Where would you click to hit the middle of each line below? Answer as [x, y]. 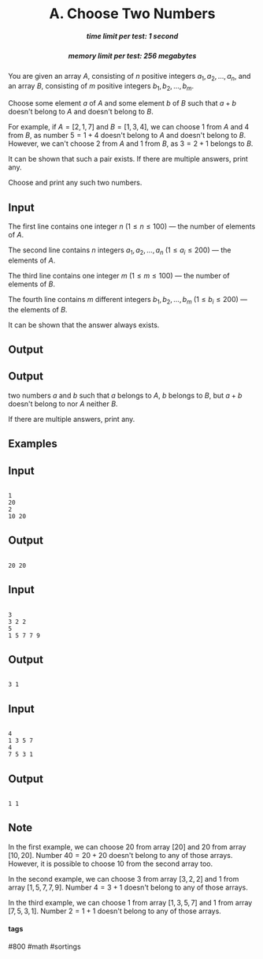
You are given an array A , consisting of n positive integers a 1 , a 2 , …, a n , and [130, 77]
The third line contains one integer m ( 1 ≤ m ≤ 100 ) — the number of [119, 275]
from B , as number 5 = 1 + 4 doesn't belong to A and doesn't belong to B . [127, 136]
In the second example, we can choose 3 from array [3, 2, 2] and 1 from [124, 879]
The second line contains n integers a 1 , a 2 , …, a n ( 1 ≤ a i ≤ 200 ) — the [120, 251]
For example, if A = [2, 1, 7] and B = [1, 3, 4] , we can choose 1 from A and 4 [129, 127]
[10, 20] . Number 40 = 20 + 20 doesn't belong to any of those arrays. [120, 855]
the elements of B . [38, 309]
